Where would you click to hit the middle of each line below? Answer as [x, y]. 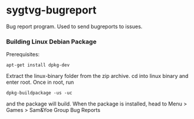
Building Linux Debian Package [51, 42]
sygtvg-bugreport [51, 10]
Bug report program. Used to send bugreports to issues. [74, 26]
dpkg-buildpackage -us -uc [39, 93]
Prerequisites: [23, 55]
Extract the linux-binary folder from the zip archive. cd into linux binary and [97, 76]
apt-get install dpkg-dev [38, 65]
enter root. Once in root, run [40, 82]
